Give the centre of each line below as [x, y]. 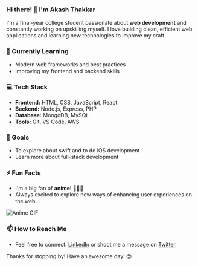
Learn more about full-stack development [67, 157]
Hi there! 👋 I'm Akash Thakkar [51, 10]
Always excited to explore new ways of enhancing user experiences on [103, 195]
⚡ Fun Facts [24, 173]
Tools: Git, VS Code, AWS [47, 122]
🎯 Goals [18, 137]
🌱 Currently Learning [37, 51]
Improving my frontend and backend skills [67, 71]
